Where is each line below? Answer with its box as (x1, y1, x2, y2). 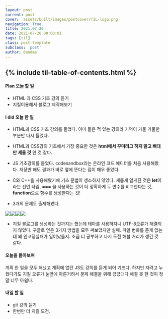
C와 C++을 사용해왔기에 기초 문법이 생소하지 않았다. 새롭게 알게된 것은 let (12, 177, 158, 183)
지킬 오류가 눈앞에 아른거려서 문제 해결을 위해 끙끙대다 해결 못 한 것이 (22, 271, 158, 277)
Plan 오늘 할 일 (5, 83, 34, 89)
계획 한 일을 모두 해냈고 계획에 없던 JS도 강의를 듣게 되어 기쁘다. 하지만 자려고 (5, 264, 158, 271)
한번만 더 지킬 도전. (12, 308, 50, 314)
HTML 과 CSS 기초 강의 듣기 (12, 95, 69, 101)
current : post (5, 12, 35, 17)
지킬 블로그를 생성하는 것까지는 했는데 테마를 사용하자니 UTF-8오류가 (12, 221, 148, 227)
